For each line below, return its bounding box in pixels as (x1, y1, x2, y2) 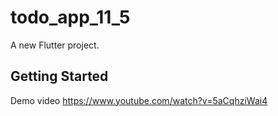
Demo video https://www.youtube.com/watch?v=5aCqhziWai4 (10, 94, 268, 106)
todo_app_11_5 (10, 6, 131, 29)
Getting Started (10, 68, 109, 85)
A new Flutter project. (10, 39, 100, 51)
